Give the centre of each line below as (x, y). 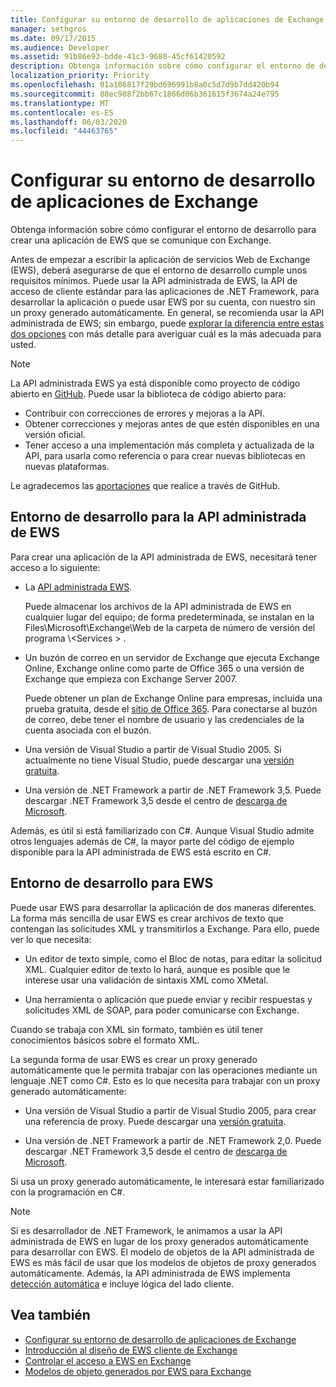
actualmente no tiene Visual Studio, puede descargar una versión (159, 760)
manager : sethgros (48, 29)
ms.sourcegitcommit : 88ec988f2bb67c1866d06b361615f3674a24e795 (145, 94)
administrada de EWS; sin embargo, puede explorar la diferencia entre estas (167, 323)
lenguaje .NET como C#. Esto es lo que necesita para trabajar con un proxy (165, 1080)
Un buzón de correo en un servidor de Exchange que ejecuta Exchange (172, 657)
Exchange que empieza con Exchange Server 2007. (131, 678)
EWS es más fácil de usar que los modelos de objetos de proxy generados (163, 1262)
